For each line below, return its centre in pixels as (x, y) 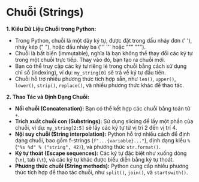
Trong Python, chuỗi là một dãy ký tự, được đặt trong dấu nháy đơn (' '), (103, 40)
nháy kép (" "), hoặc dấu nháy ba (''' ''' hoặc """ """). (80, 47)
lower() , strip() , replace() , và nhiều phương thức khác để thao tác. (99, 85)
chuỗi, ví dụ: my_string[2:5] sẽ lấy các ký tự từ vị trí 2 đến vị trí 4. (96, 127)
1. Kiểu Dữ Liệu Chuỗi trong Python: (51, 29)
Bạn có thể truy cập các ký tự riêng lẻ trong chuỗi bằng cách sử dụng (101, 66)
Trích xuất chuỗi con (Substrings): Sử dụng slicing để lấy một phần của (104, 121)
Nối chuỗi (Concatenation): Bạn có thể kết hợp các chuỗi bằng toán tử (102, 108)
